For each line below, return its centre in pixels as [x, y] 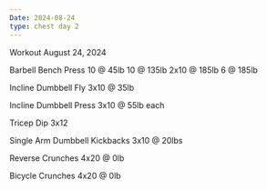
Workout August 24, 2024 [58, 52]
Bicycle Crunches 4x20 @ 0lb [65, 175]
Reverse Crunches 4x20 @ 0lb [67, 158]
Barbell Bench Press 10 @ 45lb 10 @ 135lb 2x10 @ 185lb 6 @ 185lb [133, 70]
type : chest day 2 [44, 26]
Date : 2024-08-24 [42, 18]
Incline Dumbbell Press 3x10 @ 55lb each [87, 105]
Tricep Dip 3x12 [39, 123]
